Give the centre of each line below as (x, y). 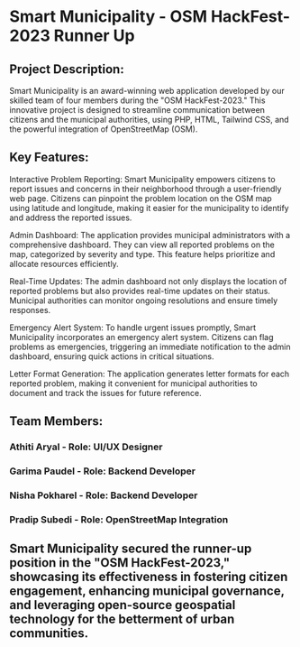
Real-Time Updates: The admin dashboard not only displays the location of (148, 281)
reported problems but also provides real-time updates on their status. (140, 291)
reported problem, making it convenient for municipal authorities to (134, 383)
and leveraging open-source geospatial (123, 605)
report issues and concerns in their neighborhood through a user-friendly (145, 189)
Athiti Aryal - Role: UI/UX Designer (86, 447)
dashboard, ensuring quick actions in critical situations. (112, 356)
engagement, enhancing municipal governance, (147, 592)
